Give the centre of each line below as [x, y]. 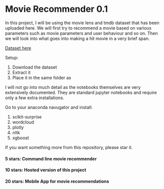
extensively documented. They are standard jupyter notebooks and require [81, 92]
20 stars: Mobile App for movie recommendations [57, 181]
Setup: [12, 57]
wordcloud [23, 122]
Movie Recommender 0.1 [57, 9]
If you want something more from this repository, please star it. [69, 147]
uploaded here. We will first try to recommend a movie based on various [78, 28]
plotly [18, 127]
